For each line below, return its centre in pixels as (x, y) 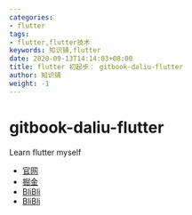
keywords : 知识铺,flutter (55, 51)
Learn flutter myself (45, 152)
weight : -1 (29, 84)
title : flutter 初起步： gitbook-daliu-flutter (96, 68)
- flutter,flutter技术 (50, 42)
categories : (31, 17)
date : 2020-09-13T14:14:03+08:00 (71, 59)
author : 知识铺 (35, 76)
